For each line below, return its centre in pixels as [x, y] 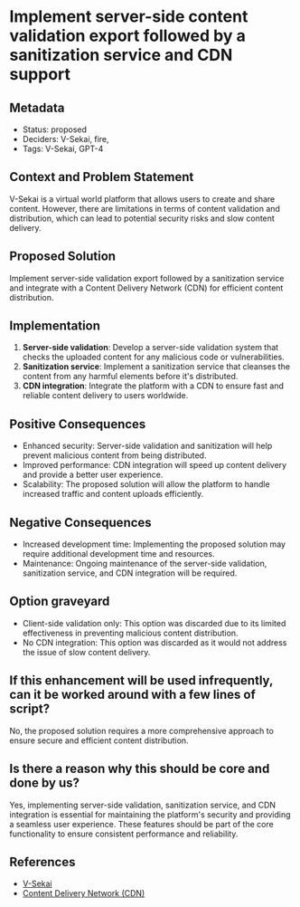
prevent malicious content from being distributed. [114, 455]
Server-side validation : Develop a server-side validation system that [150, 348]
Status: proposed [55, 129]
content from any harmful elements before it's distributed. [130, 377]
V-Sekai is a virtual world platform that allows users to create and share [142, 199]
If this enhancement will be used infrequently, [141, 681]
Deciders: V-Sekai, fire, [66, 139]
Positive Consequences [78, 424]
